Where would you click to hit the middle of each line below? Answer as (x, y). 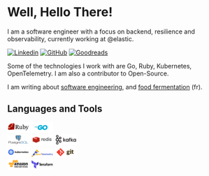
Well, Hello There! (60, 12)
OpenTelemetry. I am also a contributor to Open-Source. (88, 73)
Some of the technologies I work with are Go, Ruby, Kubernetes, (100, 66)
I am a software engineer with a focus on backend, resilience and (101, 31)
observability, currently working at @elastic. (71, 38)
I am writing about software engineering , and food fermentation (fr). (105, 87)
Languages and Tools (55, 109)
